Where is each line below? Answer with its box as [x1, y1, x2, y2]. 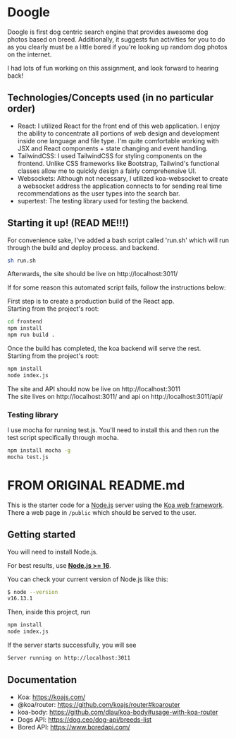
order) [7, 103, 36, 115]
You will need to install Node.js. [7, 547, 99, 556]
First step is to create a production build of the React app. [7, 297, 175, 306]
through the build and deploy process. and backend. [7, 243, 160, 251]
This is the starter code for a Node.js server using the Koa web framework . [7, 501, 224, 509]
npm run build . [7, 331, 55, 339]
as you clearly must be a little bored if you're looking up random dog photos [7, 42, 228, 51]
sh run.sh [7, 257, 37, 264]
